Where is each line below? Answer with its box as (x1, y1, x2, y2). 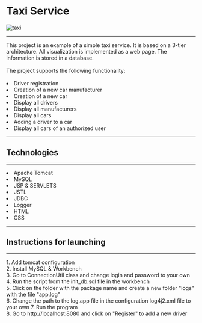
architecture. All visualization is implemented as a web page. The (6, 48, 167, 55)
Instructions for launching (6, 237, 106, 247)
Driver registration (14, 79, 59, 87)
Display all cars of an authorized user (14, 125, 106, 132)
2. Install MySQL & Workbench (6, 265, 82, 272)
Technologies (6, 147, 59, 158)
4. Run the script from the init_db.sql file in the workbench (6, 278, 150, 285)
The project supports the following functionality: (6, 67, 126, 74)
